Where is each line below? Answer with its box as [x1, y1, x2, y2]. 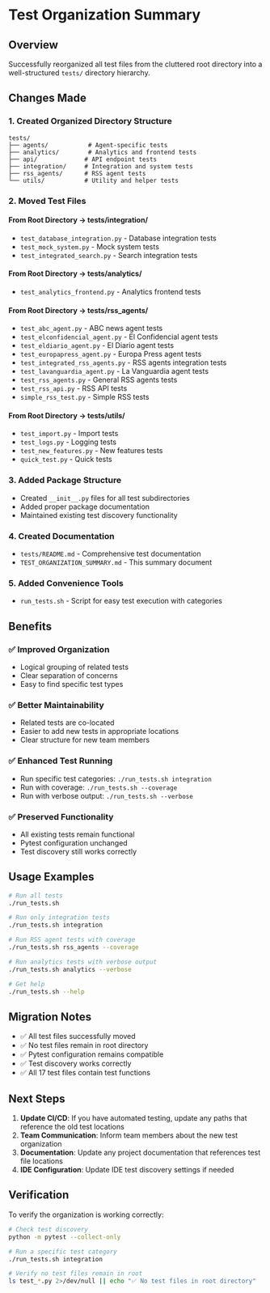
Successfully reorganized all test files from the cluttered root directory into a [8, 59, 263, 69]
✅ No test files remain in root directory [19, 1041, 149, 1050]
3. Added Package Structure [8, 475, 122, 486]
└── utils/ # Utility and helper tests [8, 176, 179, 184]
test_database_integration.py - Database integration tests [19, 233, 217, 243]
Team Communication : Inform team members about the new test [19, 1130, 238, 1140]
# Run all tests [8, 892, 63, 900]
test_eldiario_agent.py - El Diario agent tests [19, 341, 175, 350]
